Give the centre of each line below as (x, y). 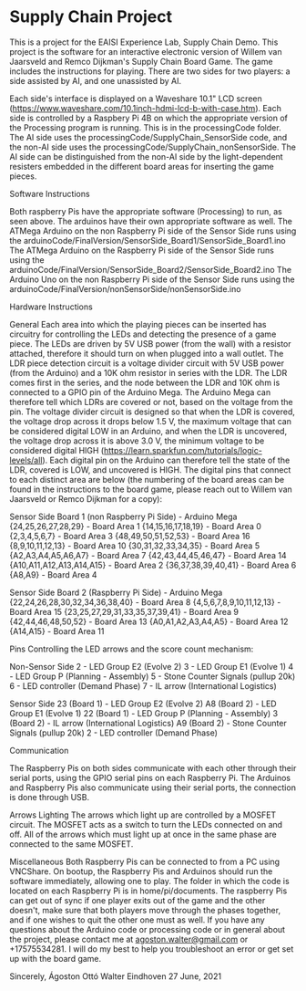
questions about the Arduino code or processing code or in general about (147, 929)
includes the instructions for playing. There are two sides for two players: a (150, 71)
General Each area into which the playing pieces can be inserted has (138, 324)
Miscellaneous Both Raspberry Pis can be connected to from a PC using (145, 861)
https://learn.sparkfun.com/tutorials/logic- (183, 450)
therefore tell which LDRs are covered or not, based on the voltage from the (151, 402)
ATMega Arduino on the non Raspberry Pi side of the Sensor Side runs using (153, 231)
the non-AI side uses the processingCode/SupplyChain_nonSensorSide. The (153, 147)
